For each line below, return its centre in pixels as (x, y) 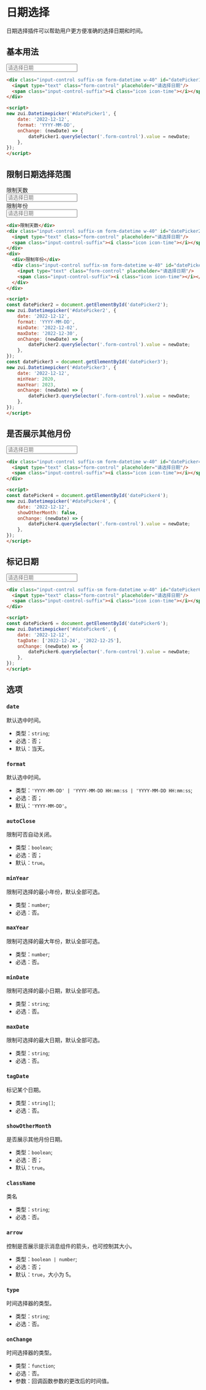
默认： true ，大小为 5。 (45, 1274)
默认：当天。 (31, 748)
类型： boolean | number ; (46, 1259)
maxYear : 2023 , (37, 385)
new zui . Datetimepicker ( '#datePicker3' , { (61, 367)
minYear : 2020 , (37, 379)
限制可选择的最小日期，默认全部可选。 (55, 991)
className (21, 1183)
